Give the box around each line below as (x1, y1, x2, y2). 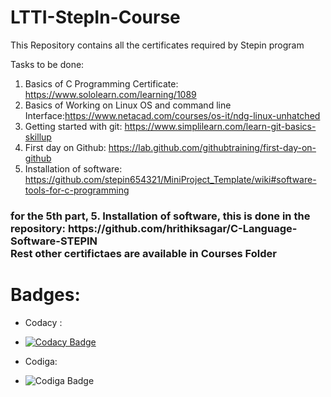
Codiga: (24, 355, 58, 367)
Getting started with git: (24, 120, 123, 132)
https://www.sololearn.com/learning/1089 (24, 88, 197, 100)
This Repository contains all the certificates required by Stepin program (10, 39, 305, 51)
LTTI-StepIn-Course (10, 6, 181, 29)
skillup (24, 131, 52, 143)
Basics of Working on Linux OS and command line (24, 99, 232, 111)
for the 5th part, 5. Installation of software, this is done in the (10, 209, 311, 223)
